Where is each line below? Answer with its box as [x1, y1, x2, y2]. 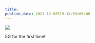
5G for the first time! [5, 33, 46, 39]
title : [5, 7, 19, 12]
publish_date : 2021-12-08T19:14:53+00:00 [5, 11, 91, 16]
